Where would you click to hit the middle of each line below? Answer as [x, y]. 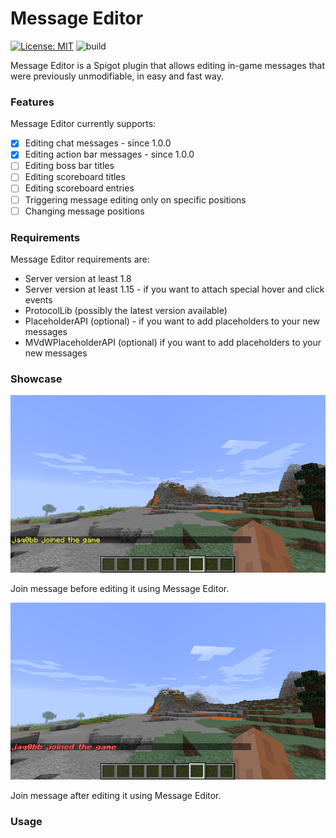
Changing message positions [84, 211]
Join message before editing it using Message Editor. [120, 588]
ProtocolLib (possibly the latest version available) [126, 310]
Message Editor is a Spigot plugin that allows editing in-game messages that [167, 65]
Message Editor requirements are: [80, 259]
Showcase [36, 379]
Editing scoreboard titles [75, 177]
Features [32, 102]
